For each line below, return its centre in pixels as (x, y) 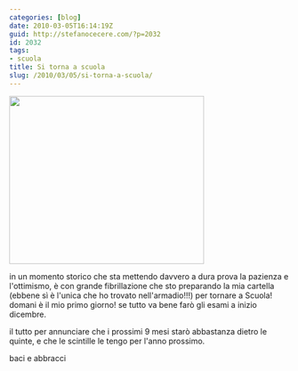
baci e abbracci (38, 358)
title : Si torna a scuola (57, 68)
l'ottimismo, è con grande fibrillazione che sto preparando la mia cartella (142, 286)
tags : (19, 51)
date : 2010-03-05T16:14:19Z (61, 26)
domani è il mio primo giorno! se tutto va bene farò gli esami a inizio (133, 304)
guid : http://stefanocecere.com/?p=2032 (85, 34)
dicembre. (28, 314)
